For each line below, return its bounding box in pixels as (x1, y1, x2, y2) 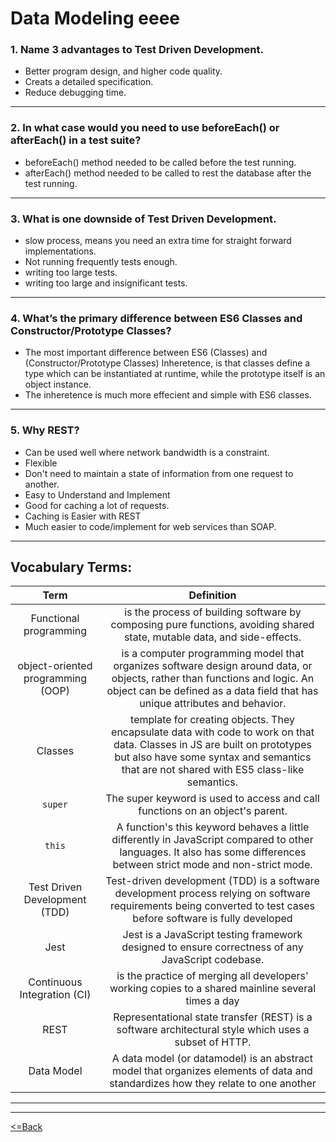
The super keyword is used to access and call (105, 792, 320, 806)
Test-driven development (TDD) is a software (105, 874, 320, 888)
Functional (30, 612, 80, 626)
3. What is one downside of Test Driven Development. (10, 212, 277, 226)
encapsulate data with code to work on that (111, 725, 315, 739)
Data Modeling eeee (10, 7, 180, 30)
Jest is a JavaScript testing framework (122, 928, 303, 942)
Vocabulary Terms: (10, 559, 133, 576)
